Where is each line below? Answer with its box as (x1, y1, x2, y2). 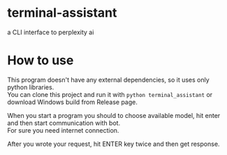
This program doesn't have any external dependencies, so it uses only (7, 75, 210, 84)
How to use (7, 52, 74, 68)
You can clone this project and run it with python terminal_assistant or (7, 90, 213, 98)
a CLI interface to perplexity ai (7, 28, 94, 36)
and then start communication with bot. (7, 119, 121, 127)
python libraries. (7, 82, 54, 91)
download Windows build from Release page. (7, 98, 138, 106)
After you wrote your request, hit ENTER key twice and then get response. (7, 140, 220, 148)
